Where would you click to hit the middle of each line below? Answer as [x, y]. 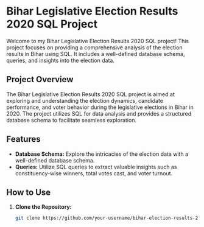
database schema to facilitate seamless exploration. [72, 120]
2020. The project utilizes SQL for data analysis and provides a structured [99, 113]
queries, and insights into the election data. [60, 60]
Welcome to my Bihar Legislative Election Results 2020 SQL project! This [98, 41]
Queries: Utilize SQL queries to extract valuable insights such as [96, 167]
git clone [28, 218]
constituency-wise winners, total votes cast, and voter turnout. [93, 173]
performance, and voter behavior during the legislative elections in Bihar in [100, 107]
